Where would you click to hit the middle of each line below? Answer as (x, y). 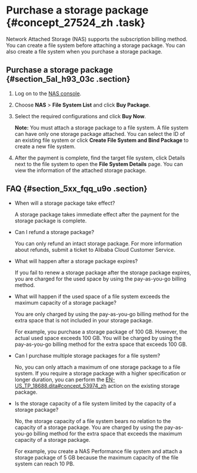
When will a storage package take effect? (65, 203)
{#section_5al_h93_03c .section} (68, 79)
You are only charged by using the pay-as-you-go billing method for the (102, 314)
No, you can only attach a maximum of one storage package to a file (97, 367)
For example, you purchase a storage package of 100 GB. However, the (101, 332)
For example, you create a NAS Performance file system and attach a (98, 451)
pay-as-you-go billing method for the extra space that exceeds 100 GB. (101, 344)
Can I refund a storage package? (54, 232)
